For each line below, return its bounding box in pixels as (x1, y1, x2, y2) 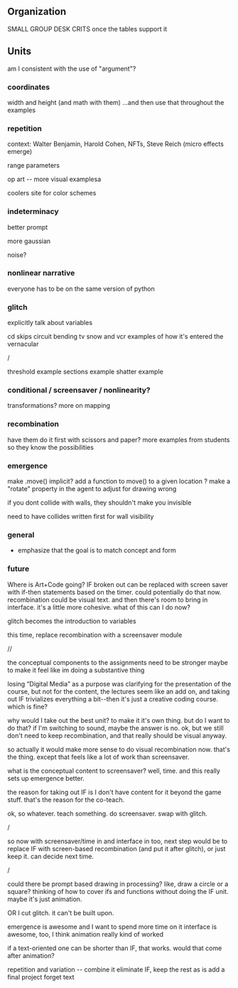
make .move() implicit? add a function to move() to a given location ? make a (7, 477, 231, 485)
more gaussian (7, 237, 51, 245)
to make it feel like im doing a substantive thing (7, 666, 145, 674)
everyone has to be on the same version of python (7, 284, 155, 293)
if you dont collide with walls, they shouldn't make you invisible (7, 498, 192, 507)
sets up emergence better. (7, 773, 85, 783)
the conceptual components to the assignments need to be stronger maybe (7, 658, 229, 667)
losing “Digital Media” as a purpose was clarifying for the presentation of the (7, 679, 232, 688)
